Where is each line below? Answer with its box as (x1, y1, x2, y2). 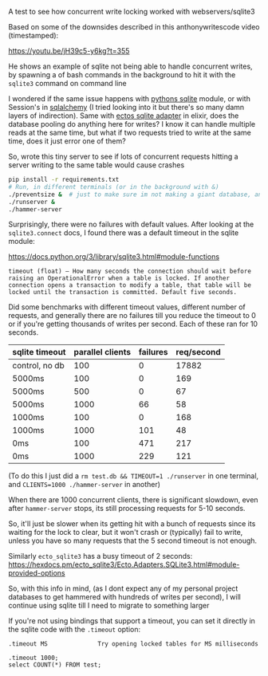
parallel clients (73, 347, 132, 358)
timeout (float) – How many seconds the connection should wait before (8, 267, 251, 276)
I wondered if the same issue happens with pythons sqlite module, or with (8, 94, 251, 103)
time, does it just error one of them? (8, 136, 126, 146)
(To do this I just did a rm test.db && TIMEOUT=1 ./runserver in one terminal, (8, 471, 259, 481)
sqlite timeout (12, 347, 66, 358)
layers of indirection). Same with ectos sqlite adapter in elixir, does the (8, 111, 239, 120)
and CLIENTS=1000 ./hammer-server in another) (8, 480, 161, 489)
